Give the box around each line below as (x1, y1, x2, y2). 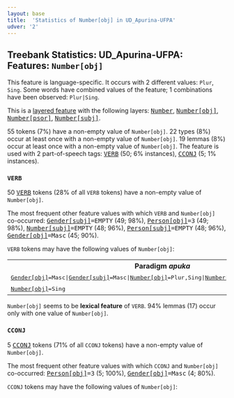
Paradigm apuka (134, 262, 191, 271)
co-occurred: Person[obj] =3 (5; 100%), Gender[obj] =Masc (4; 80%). (7, 369, 216, 377)
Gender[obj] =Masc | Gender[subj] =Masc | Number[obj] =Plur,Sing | (10, 273, 205, 281)
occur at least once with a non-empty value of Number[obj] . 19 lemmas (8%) (7, 135, 226, 143)
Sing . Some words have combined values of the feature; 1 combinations (7, 86, 212, 94)
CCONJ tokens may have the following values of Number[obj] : (7, 382, 178, 390)
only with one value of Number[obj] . (7, 309, 109, 317)
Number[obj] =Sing (10, 285, 66, 292)
